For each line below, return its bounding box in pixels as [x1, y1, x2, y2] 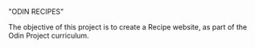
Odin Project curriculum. [8, 31, 90, 40]
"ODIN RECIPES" [8, 7, 64, 16]
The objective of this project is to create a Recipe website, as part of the [8, 22, 248, 31]
